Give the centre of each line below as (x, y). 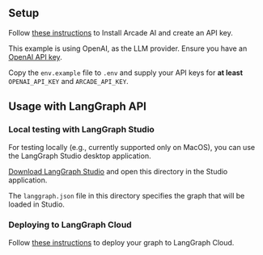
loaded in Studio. (36, 204)
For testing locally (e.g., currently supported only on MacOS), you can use (132, 147)
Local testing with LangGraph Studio (82, 130)
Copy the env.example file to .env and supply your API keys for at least (126, 73)
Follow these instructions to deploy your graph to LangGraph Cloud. (121, 242)
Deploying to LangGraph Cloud (70, 225)
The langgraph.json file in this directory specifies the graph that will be (127, 195)
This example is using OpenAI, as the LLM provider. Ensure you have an (128, 48)
